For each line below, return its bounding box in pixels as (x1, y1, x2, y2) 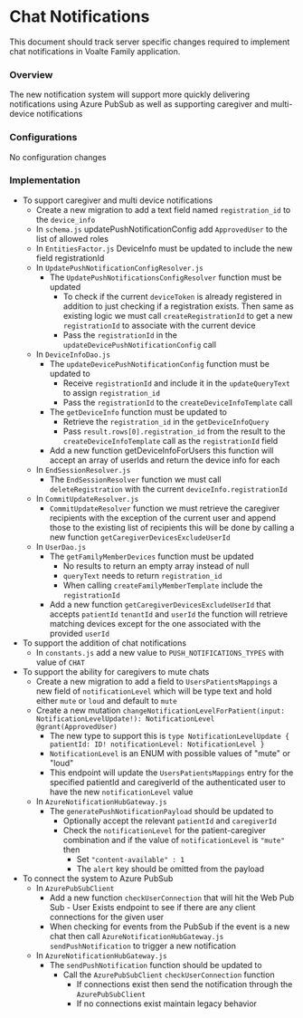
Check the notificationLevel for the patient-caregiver (62, 824, 267, 835)
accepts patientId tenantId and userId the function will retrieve (49, 609, 288, 619)
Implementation (9, 174, 81, 187)
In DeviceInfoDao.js (35, 349, 111, 360)
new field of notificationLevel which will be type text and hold (35, 686, 272, 696)
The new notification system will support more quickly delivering (9, 89, 251, 101)
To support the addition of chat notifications (22, 637, 187, 648)
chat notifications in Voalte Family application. (9, 45, 181, 56)
